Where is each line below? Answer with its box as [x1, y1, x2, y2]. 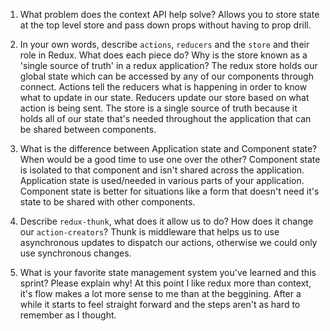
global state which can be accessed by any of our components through [19, 70, 314, 82]
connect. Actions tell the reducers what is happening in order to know [19, 81, 308, 93]
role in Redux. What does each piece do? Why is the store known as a [19, 49, 308, 61]
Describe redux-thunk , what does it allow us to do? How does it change [19, 215, 314, 227]
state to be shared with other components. [19, 196, 196, 208]
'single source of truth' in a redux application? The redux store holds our [19, 60, 318, 71]
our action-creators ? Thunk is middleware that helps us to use [19, 226, 280, 238]
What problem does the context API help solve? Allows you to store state [19, 9, 320, 20]
